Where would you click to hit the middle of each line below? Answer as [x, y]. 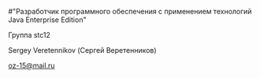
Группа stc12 [30, 35]
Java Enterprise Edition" [47, 20]
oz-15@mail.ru [32, 65]
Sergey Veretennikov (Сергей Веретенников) [82, 50]
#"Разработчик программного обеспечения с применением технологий [130, 11]
